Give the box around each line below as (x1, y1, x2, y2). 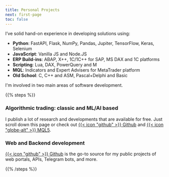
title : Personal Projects (5, 7, 60, 13)
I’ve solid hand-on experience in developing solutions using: (5, 31, 130, 37)
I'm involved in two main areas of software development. (5, 82, 123, 88)
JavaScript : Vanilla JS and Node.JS (12, 51, 87, 57)
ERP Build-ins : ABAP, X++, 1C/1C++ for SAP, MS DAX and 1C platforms (12, 56, 160, 63)
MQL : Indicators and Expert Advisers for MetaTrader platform (12, 67, 140, 73)
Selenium (12, 46, 32, 52)
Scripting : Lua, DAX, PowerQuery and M (12, 62, 97, 68)
